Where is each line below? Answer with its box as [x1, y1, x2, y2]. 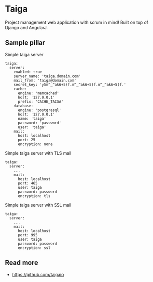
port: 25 [17, 137, 36, 142]
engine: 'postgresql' [17, 108, 62, 113]
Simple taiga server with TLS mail [5, 150, 71, 156]
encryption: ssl [17, 245, 51, 250]
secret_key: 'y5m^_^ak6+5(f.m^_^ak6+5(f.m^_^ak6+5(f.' [14, 82, 126, 87]
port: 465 [17, 181, 38, 185]
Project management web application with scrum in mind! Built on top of [5, 19, 149, 25]
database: [14, 103, 34, 108]
